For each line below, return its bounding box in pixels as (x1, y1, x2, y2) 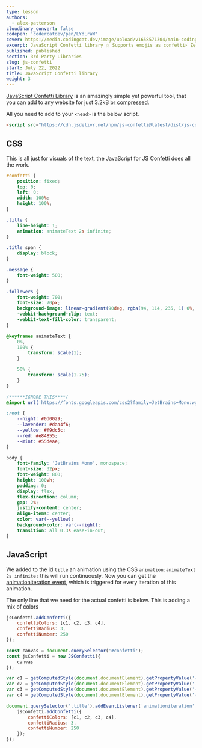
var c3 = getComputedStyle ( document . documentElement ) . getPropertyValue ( (6, 687, 192, 693)
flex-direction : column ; (17, 494, 79, 500)
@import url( (6, 399, 39, 406)
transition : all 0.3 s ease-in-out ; (17, 527, 106, 533)
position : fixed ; (17, 178, 61, 184)
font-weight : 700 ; (17, 294, 63, 301)
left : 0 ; (17, 189, 39, 195)
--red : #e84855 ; (17, 432, 58, 439)
